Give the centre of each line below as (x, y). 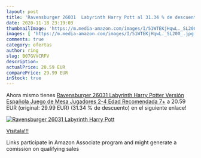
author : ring (22, 51)
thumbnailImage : (26, 28)
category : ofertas (29, 45)
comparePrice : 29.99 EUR (37, 73)
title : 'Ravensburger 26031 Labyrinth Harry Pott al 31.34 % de (89, 17)
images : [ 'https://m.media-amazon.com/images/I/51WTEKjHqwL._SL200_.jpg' (101, 34)
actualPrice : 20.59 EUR (36, 67)
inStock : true (24, 78)
